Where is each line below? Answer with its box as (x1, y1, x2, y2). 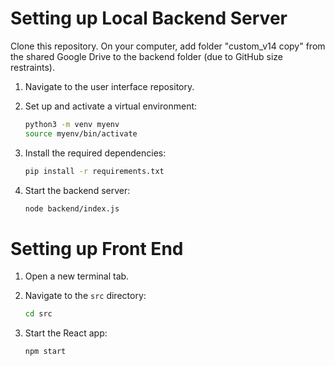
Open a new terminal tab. (24, 270, 130, 282)
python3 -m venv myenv (24, 119, 120, 129)
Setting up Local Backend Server (10, 7, 288, 30)
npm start (24, 347, 67, 357)
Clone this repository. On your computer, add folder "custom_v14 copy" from (10, 40, 326, 52)
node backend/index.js (24, 203, 120, 214)
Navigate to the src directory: (24, 290, 147, 302)
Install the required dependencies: (24, 147, 167, 159)
